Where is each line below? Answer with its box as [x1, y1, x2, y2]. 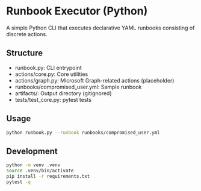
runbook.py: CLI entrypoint [14, 64, 82, 71]
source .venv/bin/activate [6, 168, 74, 174]
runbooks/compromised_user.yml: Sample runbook [14, 83, 142, 90]
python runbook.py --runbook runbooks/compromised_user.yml [6, 130, 161, 136]
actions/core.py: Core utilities [14, 70, 88, 78]
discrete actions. [6, 30, 48, 37]
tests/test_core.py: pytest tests [14, 96, 92, 103]
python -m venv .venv [6, 162, 61, 168]
